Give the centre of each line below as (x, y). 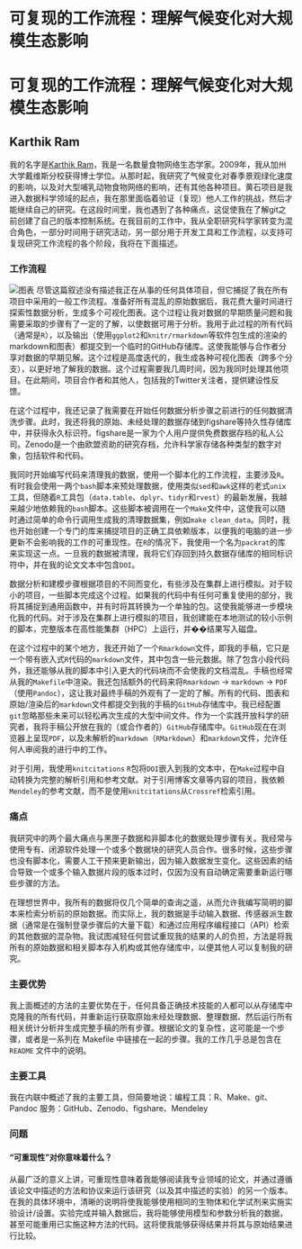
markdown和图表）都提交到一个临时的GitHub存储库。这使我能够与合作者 (144, 347)
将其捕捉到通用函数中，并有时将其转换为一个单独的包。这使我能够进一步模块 (151, 606)
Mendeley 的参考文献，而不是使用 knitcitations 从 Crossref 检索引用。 (135, 791)
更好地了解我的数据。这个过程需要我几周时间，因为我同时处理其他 (159, 369)
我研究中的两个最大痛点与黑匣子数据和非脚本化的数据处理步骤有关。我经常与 (151, 837)
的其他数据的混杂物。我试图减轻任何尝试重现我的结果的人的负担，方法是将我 (151, 936)
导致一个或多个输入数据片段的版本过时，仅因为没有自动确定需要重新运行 (151, 872)
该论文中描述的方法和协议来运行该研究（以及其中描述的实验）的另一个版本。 (151, 1190)
